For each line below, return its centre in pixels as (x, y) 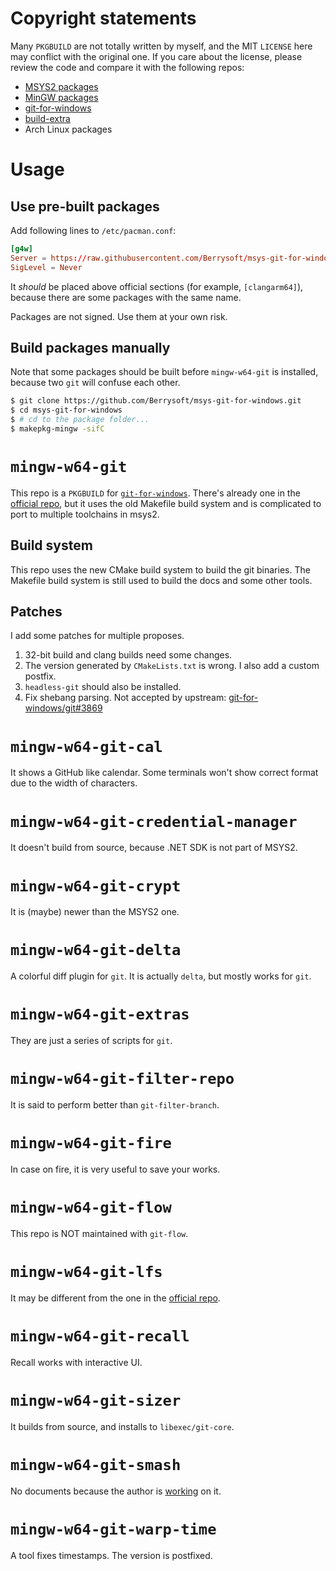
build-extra (47, 118)
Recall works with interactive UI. (76, 1362)
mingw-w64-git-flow (91, 1207)
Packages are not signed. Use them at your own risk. (119, 316)
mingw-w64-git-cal (86, 746)
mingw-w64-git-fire (91, 1143)
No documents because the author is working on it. (116, 1491)
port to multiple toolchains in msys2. (85, 514)
